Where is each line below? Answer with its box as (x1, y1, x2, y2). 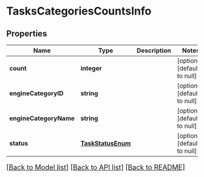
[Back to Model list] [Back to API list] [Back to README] (6, 163, 185, 172)
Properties (6, 28, 47, 39)
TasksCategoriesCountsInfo (6, 4, 152, 18)
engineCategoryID (9, 89, 64, 98)
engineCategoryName (9, 114, 75, 122)
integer (80, 64, 102, 72)
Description (136, 47, 171, 55)
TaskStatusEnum (80, 139, 131, 147)
